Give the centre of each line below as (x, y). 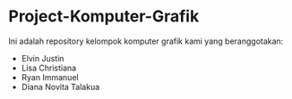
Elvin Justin (43, 58)
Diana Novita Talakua (60, 87)
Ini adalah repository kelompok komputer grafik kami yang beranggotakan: (146, 41)
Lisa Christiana (49, 68)
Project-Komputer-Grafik (104, 16)
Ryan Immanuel (50, 77)
